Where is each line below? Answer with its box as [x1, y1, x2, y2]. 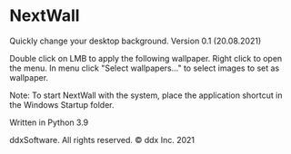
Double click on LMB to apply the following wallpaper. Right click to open [9, 53, 283, 63]
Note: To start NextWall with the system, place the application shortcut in [9, 90, 283, 101]
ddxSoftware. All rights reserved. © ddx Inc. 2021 [9, 134, 196, 145]
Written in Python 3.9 [9, 117, 89, 128]
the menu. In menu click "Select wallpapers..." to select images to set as [9, 63, 280, 73]
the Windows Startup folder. [9, 99, 115, 110]
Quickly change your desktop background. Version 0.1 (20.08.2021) [9, 35, 262, 46]
